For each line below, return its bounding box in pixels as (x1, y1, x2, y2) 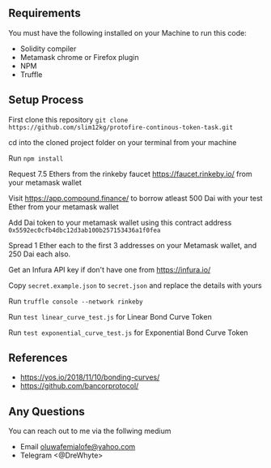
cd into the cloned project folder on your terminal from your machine (8, 137, 237, 147)
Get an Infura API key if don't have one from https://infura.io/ (8, 264, 211, 274)
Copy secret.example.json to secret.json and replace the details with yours (8, 280, 262, 290)
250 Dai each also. (8, 249, 71, 259)
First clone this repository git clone (8, 114, 129, 124)
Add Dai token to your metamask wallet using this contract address (8, 217, 232, 227)
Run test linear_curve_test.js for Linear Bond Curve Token (8, 311, 212, 321)
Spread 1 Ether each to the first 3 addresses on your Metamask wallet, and (8, 240, 257, 250)
